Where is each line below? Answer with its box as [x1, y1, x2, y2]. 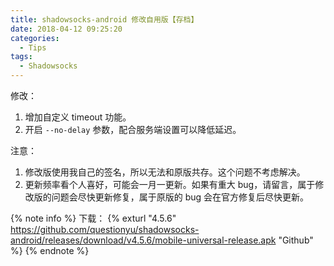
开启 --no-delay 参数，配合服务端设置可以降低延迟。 [24, 124, 242, 135]
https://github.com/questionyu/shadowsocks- [10, 224, 200, 235]
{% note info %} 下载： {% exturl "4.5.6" [10, 212, 177, 224]
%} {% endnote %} [10, 245, 90, 256]
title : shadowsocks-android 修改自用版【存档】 [10, 14, 199, 25]
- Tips [19, 42, 47, 53]
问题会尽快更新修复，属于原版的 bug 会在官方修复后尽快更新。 [51, 191, 310, 203]
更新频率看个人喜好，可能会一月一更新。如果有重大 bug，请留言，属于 [24, 179, 316, 190]
